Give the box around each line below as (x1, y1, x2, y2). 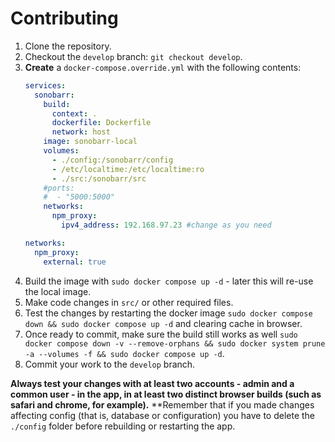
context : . (51, 108, 98, 119)
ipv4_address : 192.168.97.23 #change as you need (61, 220, 272, 231)
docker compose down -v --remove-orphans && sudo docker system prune (24, 338, 326, 349)
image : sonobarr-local (43, 137, 138, 147)
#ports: (43, 183, 75, 193)
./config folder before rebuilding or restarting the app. (10, 420, 236, 432)
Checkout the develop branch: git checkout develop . (24, 50, 243, 62)
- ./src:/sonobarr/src (51, 173, 147, 184)
